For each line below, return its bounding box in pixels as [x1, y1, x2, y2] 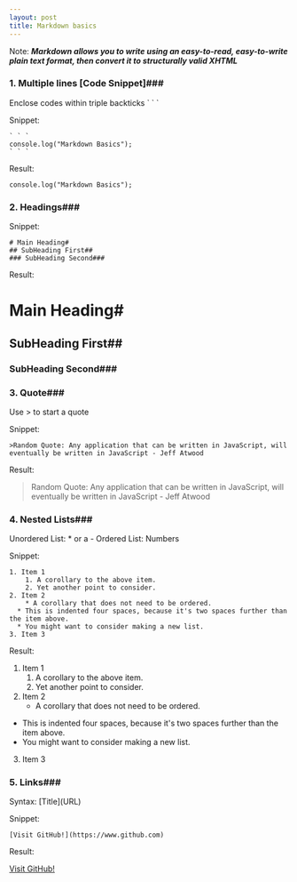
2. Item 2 [9, 591, 46, 600]
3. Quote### [9, 386, 65, 398]
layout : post [9, 12, 58, 22]
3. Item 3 [9, 630, 46, 639]
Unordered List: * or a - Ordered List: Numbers [9, 533, 180, 544]
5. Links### [9, 776, 62, 789]
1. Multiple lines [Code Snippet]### [9, 77, 164, 90]
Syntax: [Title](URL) [9, 797, 82, 807]
